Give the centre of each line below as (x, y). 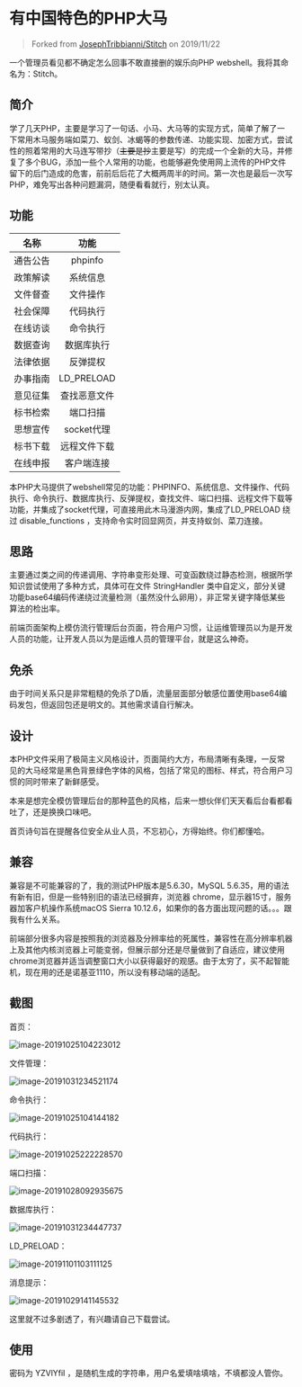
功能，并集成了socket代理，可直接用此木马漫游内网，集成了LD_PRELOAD (145, 509)
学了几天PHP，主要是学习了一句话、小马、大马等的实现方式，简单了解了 (143, 128)
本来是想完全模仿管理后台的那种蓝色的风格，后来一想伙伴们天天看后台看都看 (151, 801)
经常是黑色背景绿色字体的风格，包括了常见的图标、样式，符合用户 (162, 770)
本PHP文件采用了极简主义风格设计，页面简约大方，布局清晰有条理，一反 (143, 759)
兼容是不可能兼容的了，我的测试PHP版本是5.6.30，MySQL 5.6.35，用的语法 (149, 885)
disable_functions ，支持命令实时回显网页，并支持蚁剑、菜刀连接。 (143, 520)
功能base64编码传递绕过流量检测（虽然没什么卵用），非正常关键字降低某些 (147, 597)
